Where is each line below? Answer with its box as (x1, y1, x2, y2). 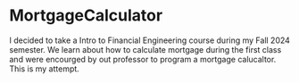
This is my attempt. (9, 63, 80, 74)
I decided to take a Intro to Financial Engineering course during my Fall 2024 (9, 35, 290, 46)
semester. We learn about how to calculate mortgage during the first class (9, 44, 282, 54)
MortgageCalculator (9, 5, 163, 26)
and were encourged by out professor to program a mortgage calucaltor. (9, 54, 277, 64)
